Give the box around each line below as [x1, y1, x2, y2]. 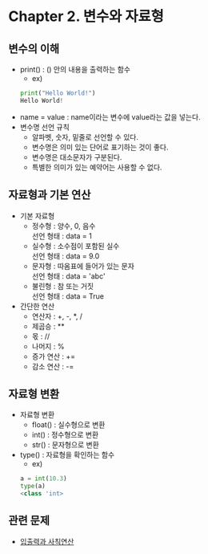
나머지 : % [31, 341, 65, 351]
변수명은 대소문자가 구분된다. [31, 152, 122, 161]
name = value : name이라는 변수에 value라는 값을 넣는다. [19, 112, 202, 121]
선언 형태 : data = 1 [31, 230, 92, 241]
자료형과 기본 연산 [8, 188, 91, 202]
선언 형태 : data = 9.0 [31, 251, 100, 261]
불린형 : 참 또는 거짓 [31, 281, 94, 291]
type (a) [19, 483, 46, 491]
